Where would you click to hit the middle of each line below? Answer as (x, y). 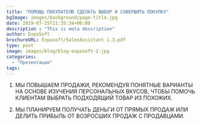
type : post (20, 46)
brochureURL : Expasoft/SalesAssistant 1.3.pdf (66, 40)
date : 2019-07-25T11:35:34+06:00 (48, 23)
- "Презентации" (32, 62)
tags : (13, 68)
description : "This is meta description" (61, 29)
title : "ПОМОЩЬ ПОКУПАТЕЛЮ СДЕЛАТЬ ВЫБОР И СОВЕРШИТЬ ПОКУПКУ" (88, 12)
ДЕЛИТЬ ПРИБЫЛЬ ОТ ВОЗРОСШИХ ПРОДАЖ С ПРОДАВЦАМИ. (100, 116)
